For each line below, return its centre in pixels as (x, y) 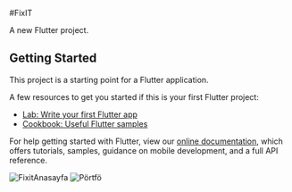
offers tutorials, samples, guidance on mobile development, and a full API (144, 150)
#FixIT (21, 13)
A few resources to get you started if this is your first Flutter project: (134, 96)
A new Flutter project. (49, 30)
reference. (28, 160)
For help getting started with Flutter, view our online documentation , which (146, 141)
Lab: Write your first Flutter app (80, 114)
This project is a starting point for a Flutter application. (109, 79)
